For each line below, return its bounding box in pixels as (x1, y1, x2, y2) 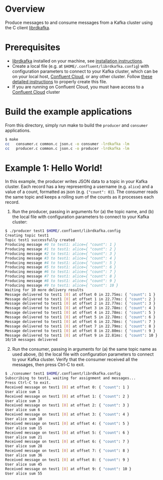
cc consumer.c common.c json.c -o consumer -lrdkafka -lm (5, 141, 130, 146)
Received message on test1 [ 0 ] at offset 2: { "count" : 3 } (5, 403, 130, 408)
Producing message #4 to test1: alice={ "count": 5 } (5, 260, 117, 265)
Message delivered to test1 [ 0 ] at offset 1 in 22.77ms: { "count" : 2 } (5, 297, 156, 301)
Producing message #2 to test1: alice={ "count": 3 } (5, 251, 117, 256)
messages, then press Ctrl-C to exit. (12, 362, 85, 368)
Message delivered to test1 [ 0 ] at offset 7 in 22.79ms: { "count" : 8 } (5, 323, 156, 329)
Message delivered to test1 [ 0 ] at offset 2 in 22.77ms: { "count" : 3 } (5, 301, 156, 306)
